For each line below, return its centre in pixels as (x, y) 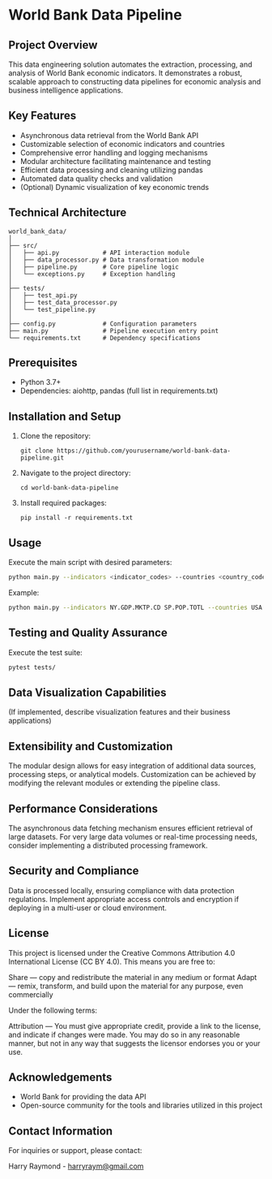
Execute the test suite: (45, 652)
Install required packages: (63, 503)
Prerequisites (43, 363)
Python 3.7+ (40, 382)
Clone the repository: (55, 436)
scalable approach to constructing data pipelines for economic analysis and (135, 82)
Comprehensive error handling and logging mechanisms (114, 153)
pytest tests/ (32, 667)
